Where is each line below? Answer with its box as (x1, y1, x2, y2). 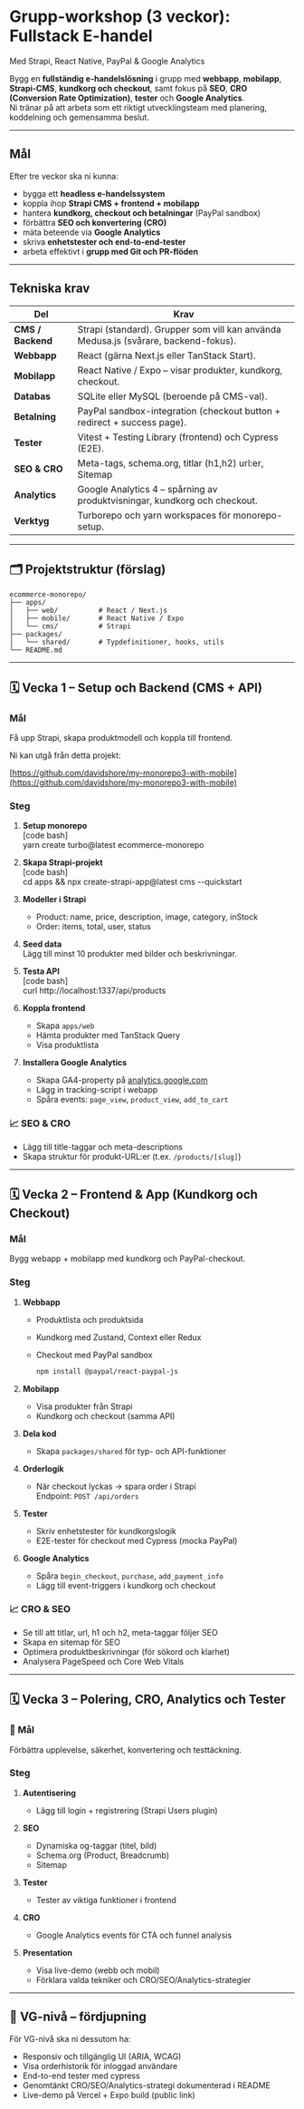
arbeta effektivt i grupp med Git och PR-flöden (22, 246, 199, 257)
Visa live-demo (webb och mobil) (35, 1965, 160, 1976)
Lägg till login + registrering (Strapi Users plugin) (35, 1804, 219, 1815)
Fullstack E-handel (9, 25, 153, 46)
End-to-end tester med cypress (22, 2070, 140, 2081)
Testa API (22, 966, 61, 977)
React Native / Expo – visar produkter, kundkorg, (77, 364, 283, 376)
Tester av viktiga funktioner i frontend (35, 1894, 176, 1905)
